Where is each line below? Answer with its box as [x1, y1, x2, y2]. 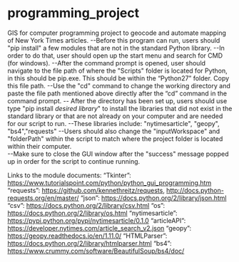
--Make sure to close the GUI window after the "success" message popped [7, 150, 229, 158]
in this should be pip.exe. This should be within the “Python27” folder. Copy [7, 73, 230, 83]
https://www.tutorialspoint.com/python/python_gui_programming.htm [7, 178, 212, 187]
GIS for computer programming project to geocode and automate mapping [7, 28, 227, 37]
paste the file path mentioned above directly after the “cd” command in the [7, 89, 227, 98]
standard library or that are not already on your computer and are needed [7, 112, 223, 120]
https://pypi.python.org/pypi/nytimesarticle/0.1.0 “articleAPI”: [7, 216, 186, 225]
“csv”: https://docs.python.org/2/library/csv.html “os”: [7, 201, 166, 209]
